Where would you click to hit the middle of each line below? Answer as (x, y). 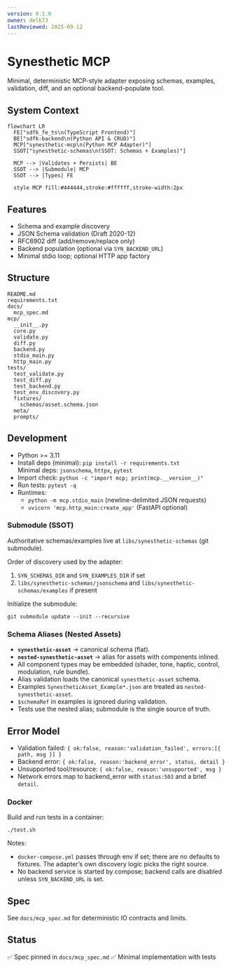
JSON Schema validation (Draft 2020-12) (76, 233)
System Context (43, 110)
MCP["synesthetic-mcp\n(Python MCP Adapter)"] (83, 145)
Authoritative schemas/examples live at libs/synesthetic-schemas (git (108, 540)
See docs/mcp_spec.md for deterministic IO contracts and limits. (97, 918)
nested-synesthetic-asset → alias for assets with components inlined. (118, 657)
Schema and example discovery (64, 226)
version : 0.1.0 (29, 14)
